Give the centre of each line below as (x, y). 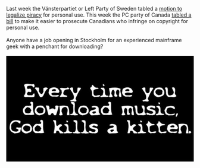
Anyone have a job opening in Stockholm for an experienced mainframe (94, 40)
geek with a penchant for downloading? (55, 46)
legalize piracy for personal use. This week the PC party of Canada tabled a (99, 15)
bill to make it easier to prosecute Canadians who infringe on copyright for (97, 21)
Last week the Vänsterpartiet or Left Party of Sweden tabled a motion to (94, 9)
